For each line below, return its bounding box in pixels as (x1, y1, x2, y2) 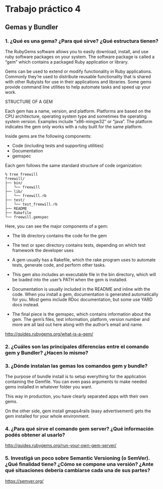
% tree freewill (5, 172, 38, 177)
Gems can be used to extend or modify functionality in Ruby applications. (5, 68, 152, 74)
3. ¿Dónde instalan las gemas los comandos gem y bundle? (5, 362, 148, 369)
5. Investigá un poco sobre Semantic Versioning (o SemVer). (5, 455, 150, 462)
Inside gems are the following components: (5, 133, 91, 139)
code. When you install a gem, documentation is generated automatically (12, 291, 159, 297)
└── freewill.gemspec (5, 214, 49, 219)
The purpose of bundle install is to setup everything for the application (5, 374, 146, 380)
